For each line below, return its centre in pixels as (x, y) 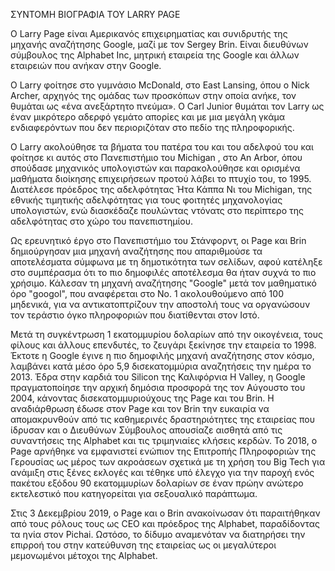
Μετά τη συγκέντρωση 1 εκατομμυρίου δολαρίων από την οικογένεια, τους (167, 334)
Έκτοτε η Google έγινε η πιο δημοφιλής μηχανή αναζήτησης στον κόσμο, (162, 355)
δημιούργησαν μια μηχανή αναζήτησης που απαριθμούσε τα (136, 251)
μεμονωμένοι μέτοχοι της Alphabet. (84, 555)
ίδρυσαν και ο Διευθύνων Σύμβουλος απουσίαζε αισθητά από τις (146, 430)
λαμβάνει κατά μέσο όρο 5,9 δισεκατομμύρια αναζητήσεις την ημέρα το (161, 366)
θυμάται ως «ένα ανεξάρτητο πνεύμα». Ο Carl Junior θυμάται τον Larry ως (167, 106)
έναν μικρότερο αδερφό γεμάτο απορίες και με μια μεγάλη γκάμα (148, 117)
